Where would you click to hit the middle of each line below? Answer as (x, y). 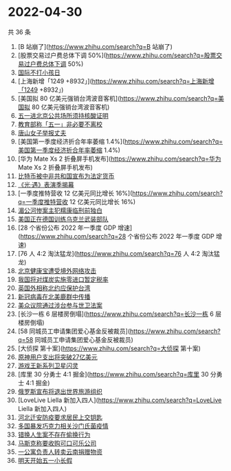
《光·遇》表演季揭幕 (46, 184)
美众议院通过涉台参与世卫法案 (60, 305)
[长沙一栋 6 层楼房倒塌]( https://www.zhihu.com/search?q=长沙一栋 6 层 (120, 314)
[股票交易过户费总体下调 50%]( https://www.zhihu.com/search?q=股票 (117, 55)
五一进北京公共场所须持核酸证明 (63, 115)
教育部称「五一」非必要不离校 (60, 124)
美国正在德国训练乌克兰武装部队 (63, 219)
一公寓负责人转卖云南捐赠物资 (60, 452)
